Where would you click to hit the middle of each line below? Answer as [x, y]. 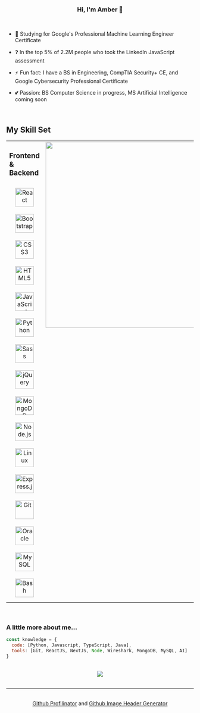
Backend [24, 173]
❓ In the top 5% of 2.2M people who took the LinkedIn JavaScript [95, 52]
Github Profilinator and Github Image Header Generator [100, 703]
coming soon [31, 99]
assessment [29, 61]
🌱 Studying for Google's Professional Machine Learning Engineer [94, 34]
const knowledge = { [32, 640]
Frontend [25, 156]
